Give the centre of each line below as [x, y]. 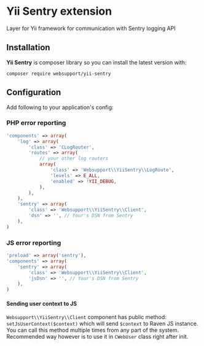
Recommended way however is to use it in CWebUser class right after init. [97, 337]
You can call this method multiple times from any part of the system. [93, 330]
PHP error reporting [36, 123]
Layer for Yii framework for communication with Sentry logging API [91, 28]
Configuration [34, 92]
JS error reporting [34, 242]
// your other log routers [74, 159]
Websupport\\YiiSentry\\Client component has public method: [87, 317]
